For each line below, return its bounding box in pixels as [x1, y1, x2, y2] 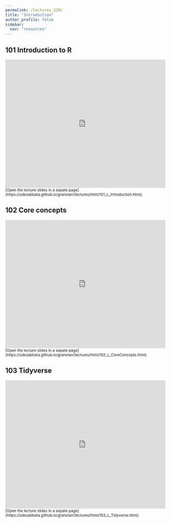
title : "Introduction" [5, 12, 54, 17]
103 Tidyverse [5, 366, 52, 375]
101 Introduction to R [5, 46, 72, 54]
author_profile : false [5, 17, 54, 22]
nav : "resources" [10, 27, 47, 32]
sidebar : [5, 22, 24, 27]
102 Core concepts [5, 206, 67, 215]
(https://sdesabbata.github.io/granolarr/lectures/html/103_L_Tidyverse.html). [5, 513, 140, 518]
